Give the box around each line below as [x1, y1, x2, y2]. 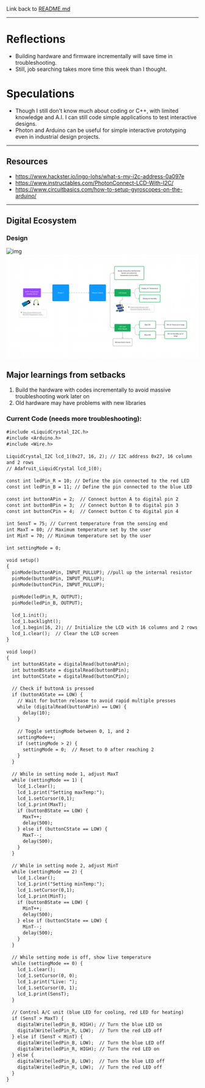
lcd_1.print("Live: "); [17, 979, 78, 985]
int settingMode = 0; [6, 545, 62, 552]
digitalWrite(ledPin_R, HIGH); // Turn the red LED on [17, 1046, 160, 1053]
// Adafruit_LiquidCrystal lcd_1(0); [6, 466, 103, 472]
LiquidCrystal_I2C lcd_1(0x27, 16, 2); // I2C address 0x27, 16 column [6, 453, 192, 460]
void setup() [6, 557, 40, 564]
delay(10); [22, 710, 51, 717]
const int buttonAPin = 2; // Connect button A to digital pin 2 [6, 496, 179, 503]
